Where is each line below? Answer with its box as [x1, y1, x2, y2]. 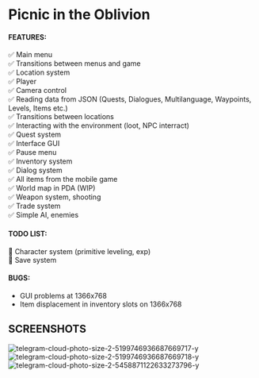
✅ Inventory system [8, 156, 73, 166]
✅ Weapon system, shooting [8, 192, 101, 202]
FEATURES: [8, 32, 48, 41]
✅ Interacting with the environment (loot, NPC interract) [8, 121, 190, 130]
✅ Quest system [8, 129, 62, 140]
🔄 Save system [8, 255, 57, 264]
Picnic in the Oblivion [8, 6, 150, 24]
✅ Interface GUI [8, 139, 60, 148]
